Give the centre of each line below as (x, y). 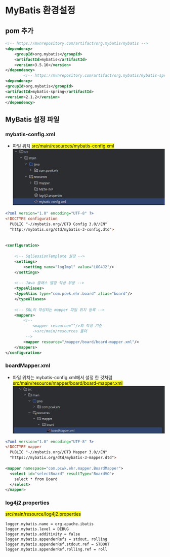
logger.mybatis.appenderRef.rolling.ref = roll (56, 549)
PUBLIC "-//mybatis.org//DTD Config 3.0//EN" (59, 224)
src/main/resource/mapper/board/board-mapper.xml (68, 383)
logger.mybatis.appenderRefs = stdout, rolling (56, 539)
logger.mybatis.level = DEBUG (37, 529)
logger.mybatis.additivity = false (43, 534)
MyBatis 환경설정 (40, 10)
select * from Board (36, 479)
